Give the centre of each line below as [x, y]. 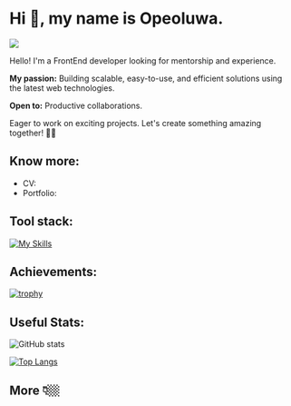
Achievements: [53, 272]
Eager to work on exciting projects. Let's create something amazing [136, 123]
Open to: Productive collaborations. [76, 105]
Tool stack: [42, 222]
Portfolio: [39, 193]
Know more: [44, 161]
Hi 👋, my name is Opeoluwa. [116, 19]
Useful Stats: [47, 322]
